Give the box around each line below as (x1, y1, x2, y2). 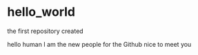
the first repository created (7, 27, 84, 35)
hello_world (7, 4, 76, 20)
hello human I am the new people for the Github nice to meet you (7, 40, 192, 48)
